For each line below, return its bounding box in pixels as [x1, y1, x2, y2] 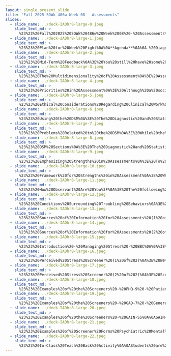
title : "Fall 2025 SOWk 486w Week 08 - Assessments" [5, 12, 120, 17]
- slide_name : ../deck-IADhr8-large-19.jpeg [10, 291, 106, 296]
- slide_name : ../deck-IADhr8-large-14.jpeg [10, 220, 106, 225]
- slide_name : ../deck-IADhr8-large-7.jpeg [10, 121, 103, 126]
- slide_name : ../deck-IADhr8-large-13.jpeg [10, 206, 106, 211]
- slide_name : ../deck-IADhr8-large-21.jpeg [10, 319, 106, 324]
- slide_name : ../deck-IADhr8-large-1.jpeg [10, 36, 103, 41]
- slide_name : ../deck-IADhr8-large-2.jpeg [10, 50, 103, 55]
